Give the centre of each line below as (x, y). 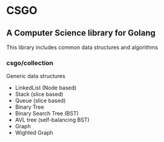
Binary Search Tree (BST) (47, 114)
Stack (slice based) (39, 94)
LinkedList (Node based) (46, 88)
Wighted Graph (34, 133)
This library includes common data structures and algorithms (82, 47)
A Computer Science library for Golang (81, 33)
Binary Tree (29, 107)
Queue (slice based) (40, 101)
